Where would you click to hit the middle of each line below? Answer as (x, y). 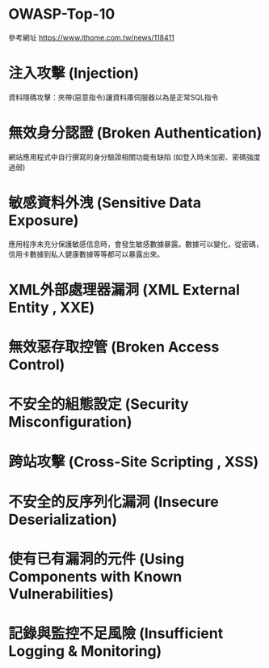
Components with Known (95, 577)
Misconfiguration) (70, 422)
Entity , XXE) (52, 307)
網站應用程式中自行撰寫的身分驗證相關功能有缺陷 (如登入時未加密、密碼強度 (134, 157)
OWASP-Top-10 (62, 14)
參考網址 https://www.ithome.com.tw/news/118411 (92, 37)
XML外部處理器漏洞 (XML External (124, 289)
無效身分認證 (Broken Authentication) (135, 133)
